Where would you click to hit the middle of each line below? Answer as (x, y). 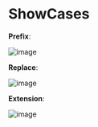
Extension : (27, 98)
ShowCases (49, 14)
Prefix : (20, 36)
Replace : (23, 67)
